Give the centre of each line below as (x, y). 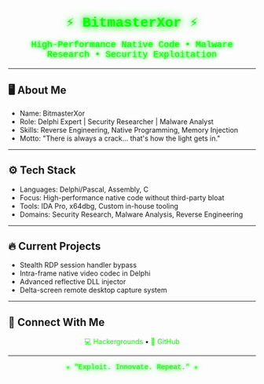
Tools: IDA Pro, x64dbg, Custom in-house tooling (99, 206)
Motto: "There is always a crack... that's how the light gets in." (120, 138)
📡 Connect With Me (57, 322)
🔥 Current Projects (55, 246)
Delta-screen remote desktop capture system (93, 290)
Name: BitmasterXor (52, 113)
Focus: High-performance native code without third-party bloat (122, 197)
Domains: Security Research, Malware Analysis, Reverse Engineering (131, 214)
